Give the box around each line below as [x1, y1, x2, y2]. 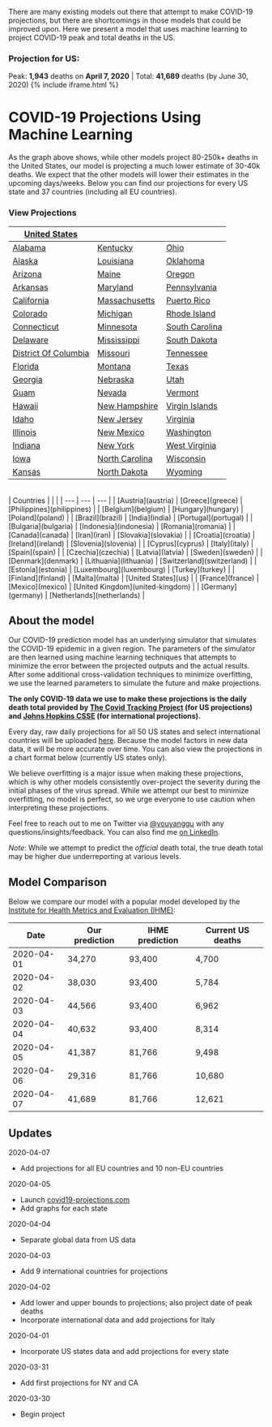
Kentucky [96, 242, 134, 253]
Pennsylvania [165, 282, 217, 293]
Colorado [12, 307, 49, 319]
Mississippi [96, 334, 140, 346]
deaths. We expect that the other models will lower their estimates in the [8, 170, 249, 179]
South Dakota [165, 334, 218, 346]
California [12, 294, 50, 306]
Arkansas [12, 282, 49, 293]
